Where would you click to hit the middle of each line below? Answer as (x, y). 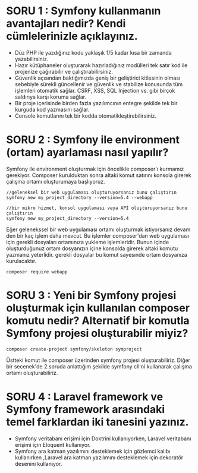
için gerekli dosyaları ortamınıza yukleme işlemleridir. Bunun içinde (88, 242)
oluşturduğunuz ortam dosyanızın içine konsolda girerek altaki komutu (92, 248)
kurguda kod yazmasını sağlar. (52, 109)
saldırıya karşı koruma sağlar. (51, 97)
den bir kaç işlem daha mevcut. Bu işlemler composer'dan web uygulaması (98, 235)
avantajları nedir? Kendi (66, 23)
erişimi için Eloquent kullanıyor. (53, 444)
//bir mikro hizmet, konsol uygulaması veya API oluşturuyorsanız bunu (97, 208)
